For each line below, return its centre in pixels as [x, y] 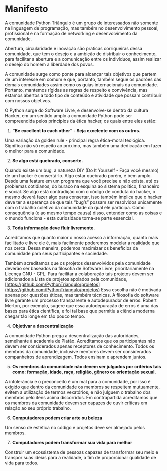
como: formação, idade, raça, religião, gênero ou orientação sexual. [84, 372]
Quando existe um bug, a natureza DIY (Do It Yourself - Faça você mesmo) [82, 170]
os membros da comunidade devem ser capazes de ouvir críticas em [76, 403]
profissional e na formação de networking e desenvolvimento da [71, 33]
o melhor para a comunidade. [35, 151]
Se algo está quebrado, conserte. [48, 160]
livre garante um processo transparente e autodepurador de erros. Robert [81, 300]
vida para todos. [22, 463]
